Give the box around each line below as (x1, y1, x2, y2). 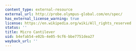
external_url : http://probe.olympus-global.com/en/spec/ (5, 12, 123, 17)
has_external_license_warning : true (5, 16, 79, 21)
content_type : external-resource (5, 7, 73, 12)
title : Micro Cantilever (5, 30, 55, 34)
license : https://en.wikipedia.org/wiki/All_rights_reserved (5, 20, 132, 26)
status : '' (5, 25, 27, 30)
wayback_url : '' (5, 39, 38, 44)
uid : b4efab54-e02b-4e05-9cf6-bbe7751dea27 (5, 34, 95, 39)
